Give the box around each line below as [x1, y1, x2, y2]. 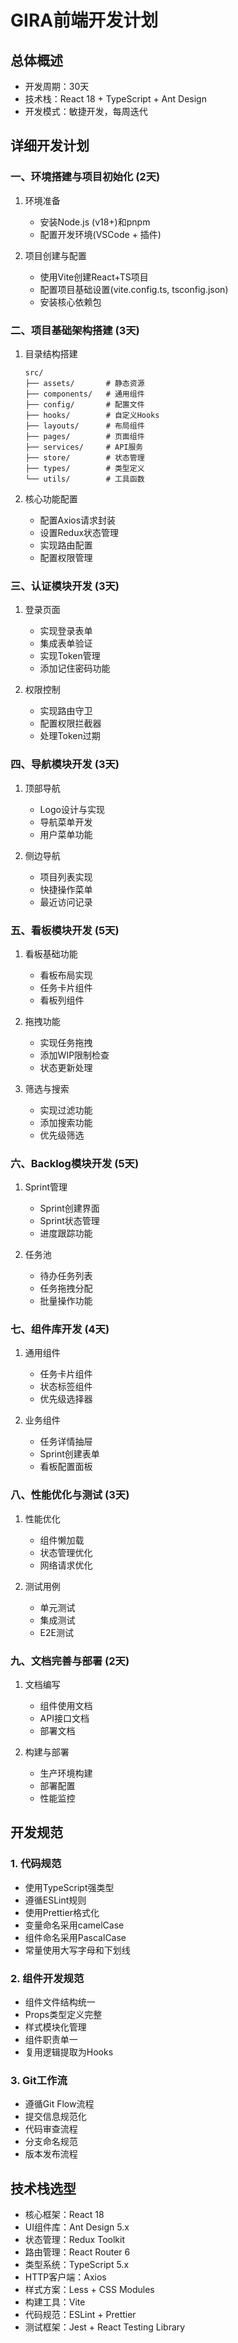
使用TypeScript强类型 [24, 1881, 115, 1893]
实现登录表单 [39, 625, 93, 637]
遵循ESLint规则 [24, 1894, 87, 1906]
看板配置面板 [39, 1461, 93, 1473]
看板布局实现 [39, 969, 93, 981]
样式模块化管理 [24, 2021, 87, 2033]
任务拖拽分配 [39, 1282, 93, 1295]
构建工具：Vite [24, 2296, 86, 2308]
